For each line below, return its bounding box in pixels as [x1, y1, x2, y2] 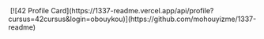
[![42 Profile [9, 6, 50, 15]
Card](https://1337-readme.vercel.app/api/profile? [51, 6, 214, 15]
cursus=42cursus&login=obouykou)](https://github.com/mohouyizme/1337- [8, 14, 257, 23]
